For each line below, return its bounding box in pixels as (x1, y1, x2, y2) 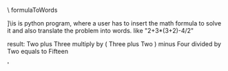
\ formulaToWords (7, 6, 58, 14)
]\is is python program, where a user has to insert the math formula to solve (7, 19, 222, 27)
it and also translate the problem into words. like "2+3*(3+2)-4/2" (7, 27, 194, 34)
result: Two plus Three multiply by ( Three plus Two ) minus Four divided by (7, 40, 222, 48)
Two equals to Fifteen (7, 48, 69, 55)
